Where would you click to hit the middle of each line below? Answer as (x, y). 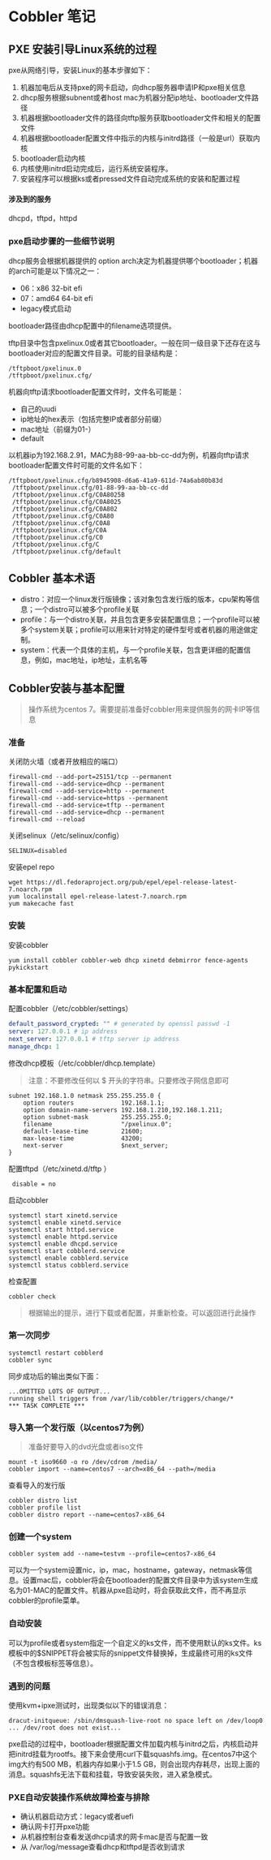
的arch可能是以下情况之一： (55, 271)
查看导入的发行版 (37, 1485)
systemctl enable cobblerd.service (69, 1258)
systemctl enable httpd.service (63, 1237)
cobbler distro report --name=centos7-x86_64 (86, 1515)
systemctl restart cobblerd (56, 1353)
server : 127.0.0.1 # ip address (63, 1031)
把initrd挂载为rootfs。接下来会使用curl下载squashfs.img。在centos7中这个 (133, 1754)
